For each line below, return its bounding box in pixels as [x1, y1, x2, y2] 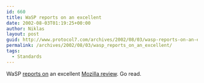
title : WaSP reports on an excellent [6, 14, 102, 20]
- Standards [12, 54, 42, 60]
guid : [6, 37, 20, 43]
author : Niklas [6, 25, 45, 32]
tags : [6, 48, 20, 54]
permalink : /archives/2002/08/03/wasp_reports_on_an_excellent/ [6, 43, 172, 49]
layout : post [6, 31, 39, 37]
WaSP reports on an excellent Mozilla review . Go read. [6, 70, 141, 77]
